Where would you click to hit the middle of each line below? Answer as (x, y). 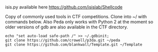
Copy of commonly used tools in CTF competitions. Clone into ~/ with (76, 16)
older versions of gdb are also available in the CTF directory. (67, 27)
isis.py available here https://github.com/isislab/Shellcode (64, 7)
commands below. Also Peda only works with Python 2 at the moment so (79, 22)
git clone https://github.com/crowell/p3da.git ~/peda (63, 40)
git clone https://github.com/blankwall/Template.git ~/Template (74, 45)
